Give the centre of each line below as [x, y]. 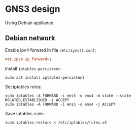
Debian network [30, 38]
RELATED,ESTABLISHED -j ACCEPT [37, 100]
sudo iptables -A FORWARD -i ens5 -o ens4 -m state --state [68, 96]
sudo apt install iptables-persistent [45, 77]
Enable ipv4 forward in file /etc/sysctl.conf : [51, 50]
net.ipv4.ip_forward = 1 [28, 59]
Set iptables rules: [23, 87]
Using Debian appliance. [30, 23]
